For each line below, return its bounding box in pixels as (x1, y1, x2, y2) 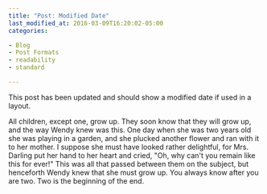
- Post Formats (8, 49, 60, 57)
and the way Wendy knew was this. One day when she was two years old (8, 125, 252, 135)
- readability (8, 56, 56, 64)
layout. (8, 101, 31, 111)
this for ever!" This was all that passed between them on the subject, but (8, 159, 249, 168)
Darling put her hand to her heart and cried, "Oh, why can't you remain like (8, 150, 256, 160)
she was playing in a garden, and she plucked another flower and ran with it (8, 133, 260, 143)
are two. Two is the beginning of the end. (8, 176, 145, 185)
